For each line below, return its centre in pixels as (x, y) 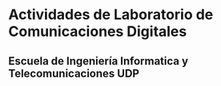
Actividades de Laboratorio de (111, 15)
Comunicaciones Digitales (98, 31)
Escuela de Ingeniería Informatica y (98, 61)
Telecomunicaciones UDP (74, 73)
